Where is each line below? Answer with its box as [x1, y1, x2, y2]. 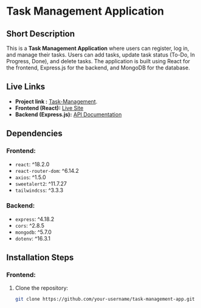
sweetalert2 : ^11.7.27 [15, 180, 67, 187]
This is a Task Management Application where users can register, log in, [6, 44, 189, 52]
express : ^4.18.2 [15, 215, 55, 223]
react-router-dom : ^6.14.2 [15, 167, 79, 174]
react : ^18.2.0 [15, 160, 50, 168]
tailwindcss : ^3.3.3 [15, 186, 64, 194]
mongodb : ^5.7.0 [15, 228, 52, 236]
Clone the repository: [15, 284, 69, 292]
